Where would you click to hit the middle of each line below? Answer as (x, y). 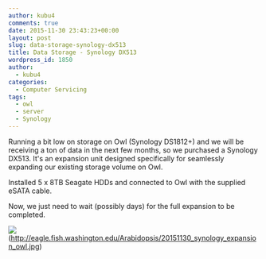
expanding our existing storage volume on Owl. (86, 167)
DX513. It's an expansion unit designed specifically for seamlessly (116, 158)
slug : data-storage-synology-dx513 (67, 45)
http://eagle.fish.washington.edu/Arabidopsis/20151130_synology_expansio (133, 238)
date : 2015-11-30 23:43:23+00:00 (64, 30)
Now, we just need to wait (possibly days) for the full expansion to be (121, 206)
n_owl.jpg (24, 246)
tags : (17, 97)
